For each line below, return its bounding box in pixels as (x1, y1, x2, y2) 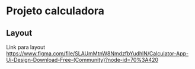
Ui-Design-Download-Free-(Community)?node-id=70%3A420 (6, 57, 159, 63)
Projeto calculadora (6, 4, 105, 18)
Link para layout (6, 43, 46, 51)
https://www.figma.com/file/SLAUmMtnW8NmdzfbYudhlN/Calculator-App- (6, 50, 189, 57)
